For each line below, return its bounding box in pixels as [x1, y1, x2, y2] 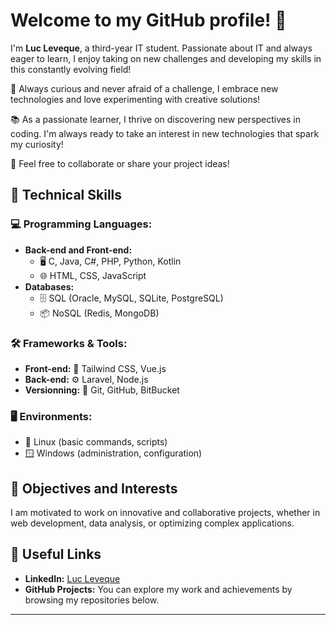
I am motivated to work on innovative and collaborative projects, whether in [10, 507, 321, 519]
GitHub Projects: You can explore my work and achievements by [24, 583, 293, 595]
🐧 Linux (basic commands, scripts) [24, 436, 168, 448]
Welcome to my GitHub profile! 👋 [10, 9, 287, 32]
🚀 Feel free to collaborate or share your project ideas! [10, 157, 230, 169]
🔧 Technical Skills [10, 187, 123, 204]
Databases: [24, 280, 75, 293]
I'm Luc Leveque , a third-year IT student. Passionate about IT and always [10, 42, 313, 54]
